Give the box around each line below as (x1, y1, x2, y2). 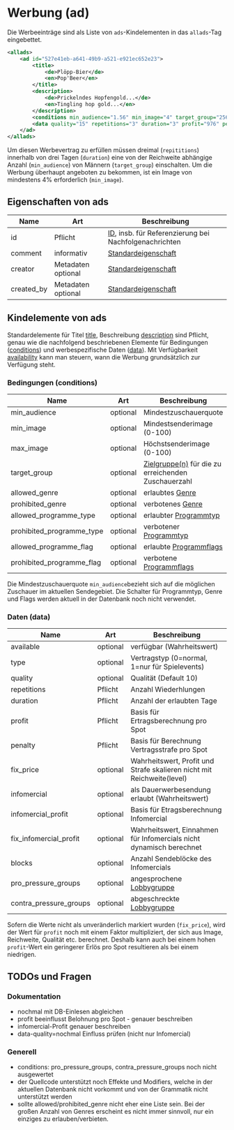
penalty (10, 741, 36, 750)
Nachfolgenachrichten (107, 237, 181, 246)
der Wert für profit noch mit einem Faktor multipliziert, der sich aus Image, (7, 928, 224, 937)
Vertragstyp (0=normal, (130, 653, 208, 663)
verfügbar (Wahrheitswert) (130, 642, 218, 652)
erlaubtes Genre (143, 488, 196, 498)
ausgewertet (17, 1070, 54, 1079)
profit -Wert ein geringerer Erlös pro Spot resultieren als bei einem (7, 943, 198, 951)
